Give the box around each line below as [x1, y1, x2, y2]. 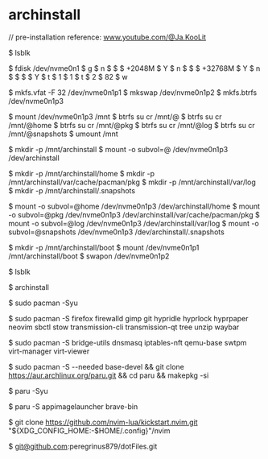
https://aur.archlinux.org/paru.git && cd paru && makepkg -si [8, 370, 209, 380]
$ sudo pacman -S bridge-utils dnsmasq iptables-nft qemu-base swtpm [8, 337, 247, 347]
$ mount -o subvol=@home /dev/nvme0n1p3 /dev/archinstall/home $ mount [8, 201, 260, 211]
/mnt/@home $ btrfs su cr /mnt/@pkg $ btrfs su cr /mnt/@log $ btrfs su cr [8, 120, 255, 130]
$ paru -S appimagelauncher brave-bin [8, 401, 138, 411]
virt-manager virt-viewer [8, 346, 90, 356]
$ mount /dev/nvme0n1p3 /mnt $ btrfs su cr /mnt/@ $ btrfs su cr [8, 111, 222, 122]
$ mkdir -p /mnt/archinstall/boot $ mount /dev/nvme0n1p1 [8, 242, 200, 252]
